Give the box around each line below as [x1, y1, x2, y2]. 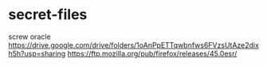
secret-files [8, 6, 88, 24]
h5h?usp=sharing [8, 49, 66, 58]
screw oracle [8, 32, 51, 41]
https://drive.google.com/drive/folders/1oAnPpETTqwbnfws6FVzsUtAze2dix [8, 40, 259, 49]
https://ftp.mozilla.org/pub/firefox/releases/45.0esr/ [67, 49, 238, 58]
